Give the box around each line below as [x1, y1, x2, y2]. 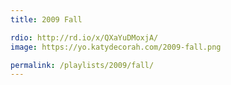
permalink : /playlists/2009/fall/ [10, 60, 155, 70]
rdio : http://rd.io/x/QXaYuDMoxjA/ [10, 32, 159, 43]
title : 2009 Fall [10, 14, 83, 25]
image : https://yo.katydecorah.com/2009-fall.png [10, 42, 222, 52]
